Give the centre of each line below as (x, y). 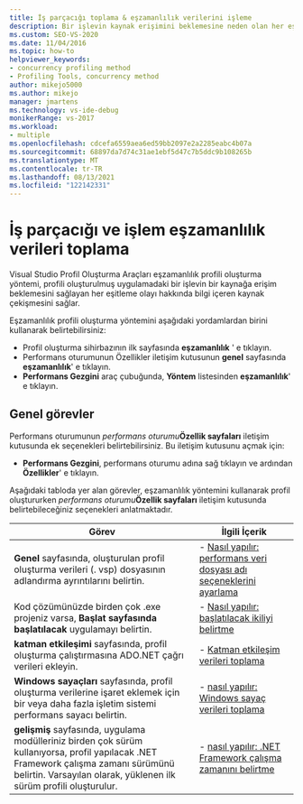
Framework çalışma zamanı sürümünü (94, 763)
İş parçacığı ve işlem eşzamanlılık (138, 230)
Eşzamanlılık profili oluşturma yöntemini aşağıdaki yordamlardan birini (138, 320)
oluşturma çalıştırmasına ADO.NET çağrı (99, 655)
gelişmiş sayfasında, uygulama (80, 729)
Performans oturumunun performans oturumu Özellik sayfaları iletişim (139, 436)
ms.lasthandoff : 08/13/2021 (62, 177)
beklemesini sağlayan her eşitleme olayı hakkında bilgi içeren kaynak (137, 293)
